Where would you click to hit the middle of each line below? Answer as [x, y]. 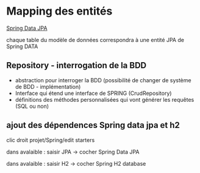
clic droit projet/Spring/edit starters [51, 140]
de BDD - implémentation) [48, 86]
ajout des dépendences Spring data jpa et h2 [93, 125]
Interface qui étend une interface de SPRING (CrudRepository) [93, 93]
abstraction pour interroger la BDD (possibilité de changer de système [103, 80]
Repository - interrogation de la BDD [77, 65]
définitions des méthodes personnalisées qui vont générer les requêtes [105, 99]
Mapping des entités [59, 11]
